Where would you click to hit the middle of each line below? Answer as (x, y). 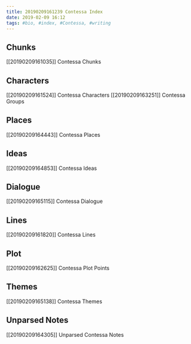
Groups (16, 101)
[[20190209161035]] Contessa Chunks (54, 62)
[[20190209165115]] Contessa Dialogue (54, 201)
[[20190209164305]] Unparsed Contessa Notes (65, 334)
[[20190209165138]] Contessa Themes (54, 301)
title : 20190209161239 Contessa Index (54, 12)
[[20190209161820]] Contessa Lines (51, 235)
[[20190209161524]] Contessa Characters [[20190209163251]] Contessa (96, 95)
